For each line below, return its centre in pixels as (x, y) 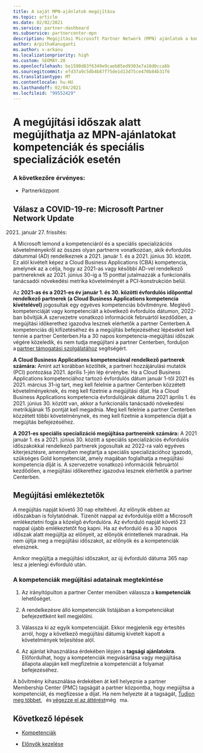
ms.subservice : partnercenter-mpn (55, 33)
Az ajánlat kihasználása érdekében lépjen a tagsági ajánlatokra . (99, 652)
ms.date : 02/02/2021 (38, 22)
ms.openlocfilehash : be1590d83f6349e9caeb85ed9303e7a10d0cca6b (92, 66)
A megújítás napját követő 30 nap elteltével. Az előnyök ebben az (92, 509)
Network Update (44, 218)
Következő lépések (48, 718)
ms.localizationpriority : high (51, 55)
